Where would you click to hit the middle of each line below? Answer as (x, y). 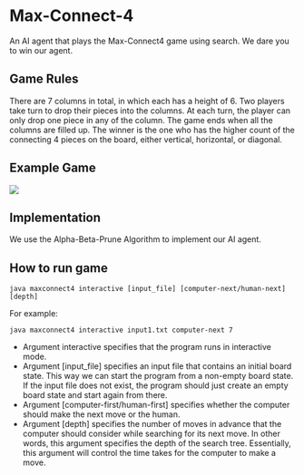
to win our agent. (41, 50)
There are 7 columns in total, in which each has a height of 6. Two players (147, 101)
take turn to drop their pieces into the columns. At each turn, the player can (150, 111)
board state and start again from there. (95, 395)
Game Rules (44, 79)
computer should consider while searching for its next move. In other (152, 434)
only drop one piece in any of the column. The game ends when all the (142, 120)
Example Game (53, 168)
